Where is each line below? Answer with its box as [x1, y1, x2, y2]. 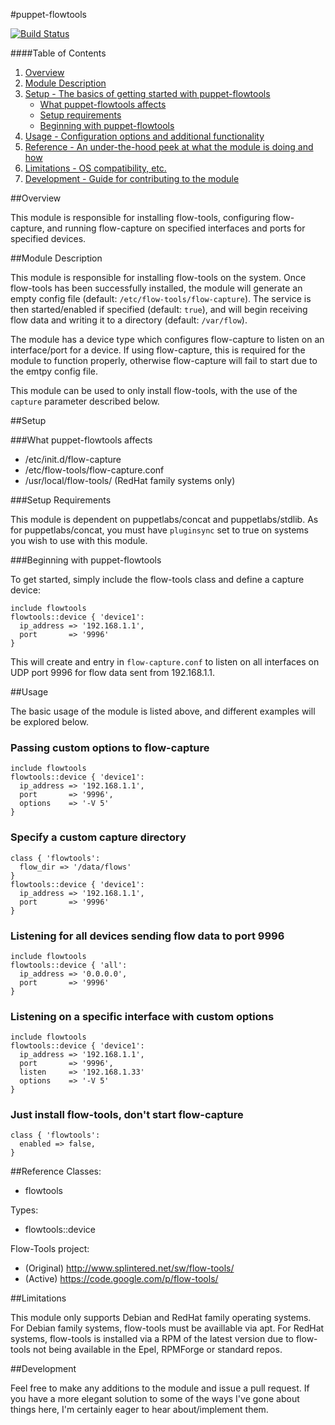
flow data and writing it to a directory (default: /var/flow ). [10, 314, 248, 326]
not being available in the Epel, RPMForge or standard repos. [32, 1344, 283, 1356]
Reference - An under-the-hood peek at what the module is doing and [24, 141, 314, 153]
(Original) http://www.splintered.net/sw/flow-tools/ [24, 1262, 235, 1274]
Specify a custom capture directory [10, 830, 187, 844]
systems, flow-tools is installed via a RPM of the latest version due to [10, 1333, 294, 1345]
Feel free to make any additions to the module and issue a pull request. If [10, 1382, 310, 1394]
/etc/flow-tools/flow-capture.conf [24, 464, 165, 476]
